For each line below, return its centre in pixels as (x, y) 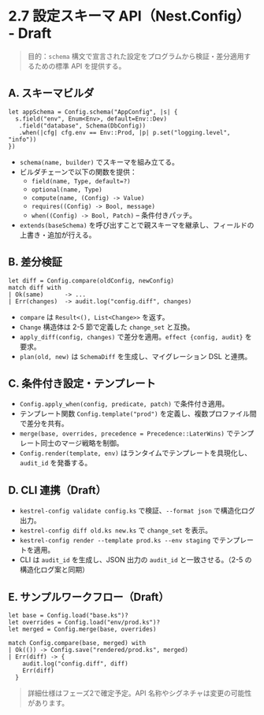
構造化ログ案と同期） (54, 570)
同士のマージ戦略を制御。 (82, 443)
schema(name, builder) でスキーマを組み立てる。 (99, 161)
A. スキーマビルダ (51, 93)
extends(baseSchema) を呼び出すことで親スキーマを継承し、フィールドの (137, 224)
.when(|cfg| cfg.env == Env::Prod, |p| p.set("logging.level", (125, 132)
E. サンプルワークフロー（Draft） (89, 596)
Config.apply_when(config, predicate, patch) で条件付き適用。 (124, 404)
